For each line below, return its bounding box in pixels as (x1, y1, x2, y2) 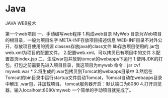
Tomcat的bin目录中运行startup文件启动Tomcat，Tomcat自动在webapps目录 (5, 74, 162, 80)
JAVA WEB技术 (5, 20, 37, 26)
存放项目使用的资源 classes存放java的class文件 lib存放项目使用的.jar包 (14, 43, 160, 49)
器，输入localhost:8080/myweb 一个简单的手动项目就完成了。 (5, 87, 134, 93)
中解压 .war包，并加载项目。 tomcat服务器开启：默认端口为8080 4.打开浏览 (5, 80, 162, 86)
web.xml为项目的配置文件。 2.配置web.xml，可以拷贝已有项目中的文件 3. (5, 49, 156, 55)
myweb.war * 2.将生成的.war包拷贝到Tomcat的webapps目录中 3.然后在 (5, 68, 153, 74)
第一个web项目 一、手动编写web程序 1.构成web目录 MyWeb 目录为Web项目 (5, 30, 162, 36)
